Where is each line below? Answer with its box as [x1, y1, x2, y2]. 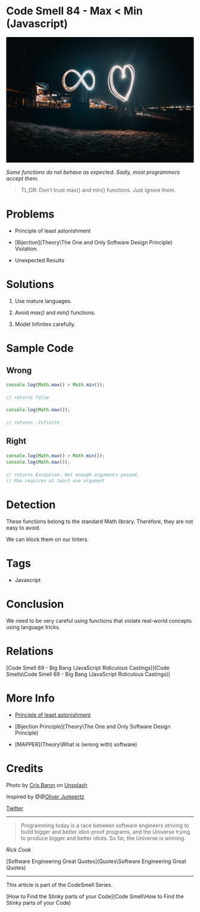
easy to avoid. [6, 524, 40, 531]
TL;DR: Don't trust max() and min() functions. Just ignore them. [20, 186, 176, 194]
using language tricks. [6, 623, 61, 631]
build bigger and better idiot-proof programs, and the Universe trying [20, 828, 190, 835]
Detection [6, 498, 56, 512]
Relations [6, 644, 54, 658]
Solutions [6, 278, 55, 291]
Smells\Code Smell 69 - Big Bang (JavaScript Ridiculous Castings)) [6, 671, 171, 678]
